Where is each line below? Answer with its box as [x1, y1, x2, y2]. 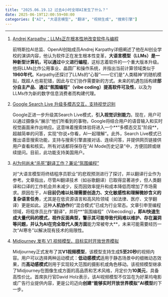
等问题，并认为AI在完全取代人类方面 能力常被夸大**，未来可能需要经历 [12, 221, 157, 227]
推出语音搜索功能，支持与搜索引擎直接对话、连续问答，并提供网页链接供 [12, 137, 161, 143]
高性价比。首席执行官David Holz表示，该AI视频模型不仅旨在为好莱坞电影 [12, 274, 162, 280]
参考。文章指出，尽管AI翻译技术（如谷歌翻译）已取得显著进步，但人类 [12, 177, 157, 183]
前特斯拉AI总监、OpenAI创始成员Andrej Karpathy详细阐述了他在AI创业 [12, 46, 157, 53]
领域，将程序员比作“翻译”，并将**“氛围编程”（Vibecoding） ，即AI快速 [12, 209, 156, 215]
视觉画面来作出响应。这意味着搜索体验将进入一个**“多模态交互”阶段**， [12, 124, 161, 131]
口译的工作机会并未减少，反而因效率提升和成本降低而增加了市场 [21, 183, 153, 189]
